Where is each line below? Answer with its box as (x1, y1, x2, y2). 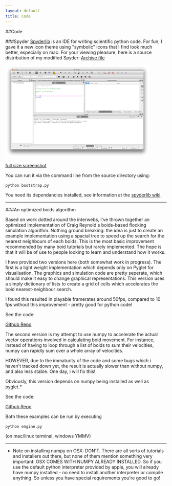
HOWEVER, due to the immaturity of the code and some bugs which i (5, 357, 151, 363)
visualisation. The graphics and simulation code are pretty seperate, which (5, 270, 163, 276)
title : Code (5, 13, 31, 19)
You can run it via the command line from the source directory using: (5, 172, 150, 179)
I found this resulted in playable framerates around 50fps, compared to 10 (5, 296, 161, 302)
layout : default (5, 8, 40, 13)
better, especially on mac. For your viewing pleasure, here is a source (5, 49, 152, 55)
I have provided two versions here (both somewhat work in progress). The (5, 259, 162, 265)
